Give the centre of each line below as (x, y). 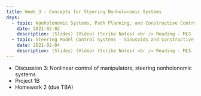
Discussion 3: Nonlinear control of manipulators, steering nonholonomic (103, 68)
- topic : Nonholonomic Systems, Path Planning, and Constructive (95, 23)
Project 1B (27, 80)
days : (13, 17)
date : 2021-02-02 (39, 28)
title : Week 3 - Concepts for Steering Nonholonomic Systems (84, 12)
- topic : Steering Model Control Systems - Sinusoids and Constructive (103, 40)
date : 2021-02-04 (39, 46)
